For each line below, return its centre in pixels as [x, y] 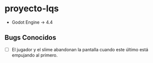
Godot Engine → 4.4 [32, 22]
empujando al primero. [34, 55]
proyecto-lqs [32, 9]
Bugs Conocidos [31, 38]
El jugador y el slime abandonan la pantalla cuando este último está [80, 49]
